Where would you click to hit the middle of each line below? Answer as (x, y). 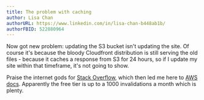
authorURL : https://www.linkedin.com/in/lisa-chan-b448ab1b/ (86, 23)
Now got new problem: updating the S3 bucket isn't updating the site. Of (98, 46)
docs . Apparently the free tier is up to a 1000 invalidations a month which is (101, 84)
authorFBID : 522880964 (35, 29)
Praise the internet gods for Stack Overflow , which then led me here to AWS (102, 77)
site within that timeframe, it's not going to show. (68, 66)
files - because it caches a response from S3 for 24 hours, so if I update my (102, 59)
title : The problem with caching (49, 12)
